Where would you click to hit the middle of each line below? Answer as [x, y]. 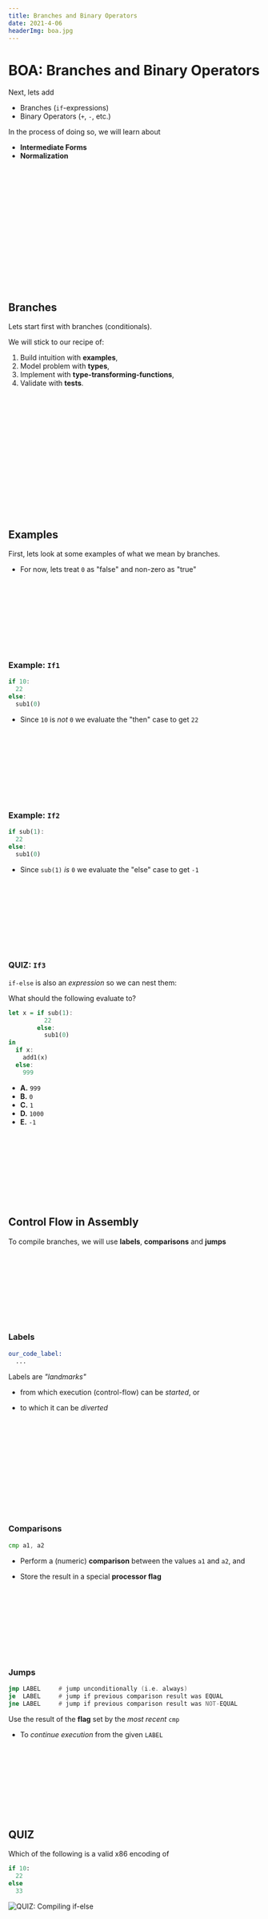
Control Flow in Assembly [74, 1222]
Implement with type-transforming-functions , [97, 375]
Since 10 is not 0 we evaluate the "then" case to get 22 [109, 719]
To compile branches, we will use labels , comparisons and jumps [117, 1241]
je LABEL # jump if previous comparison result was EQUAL [116, 1696]
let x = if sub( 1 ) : [41, 1013]
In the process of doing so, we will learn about [85, 132]
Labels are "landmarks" [47, 1376]
